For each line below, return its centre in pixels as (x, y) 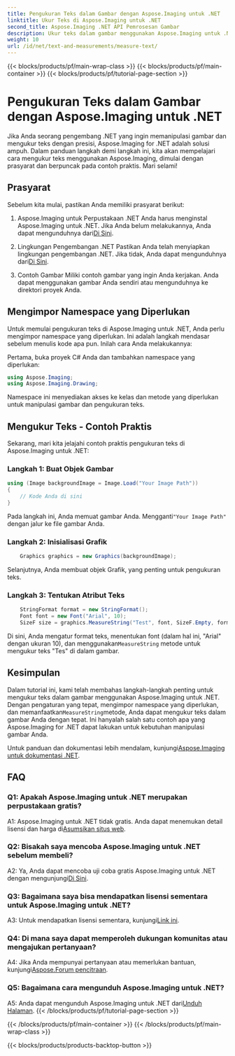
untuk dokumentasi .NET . (44, 755)
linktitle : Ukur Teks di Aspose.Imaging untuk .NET (84, 20)
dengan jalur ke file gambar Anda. (56, 523)
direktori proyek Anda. (49, 290)
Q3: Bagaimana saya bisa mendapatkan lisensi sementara (108, 896)
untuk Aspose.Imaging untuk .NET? (69, 905)
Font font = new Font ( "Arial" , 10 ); (73, 616)
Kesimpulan (34, 673)
